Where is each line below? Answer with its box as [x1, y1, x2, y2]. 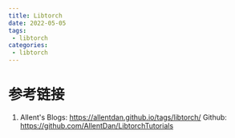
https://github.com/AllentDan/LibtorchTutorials [19, 120, 174, 130]
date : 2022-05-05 [8, 19, 67, 27]
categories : [8, 41, 48, 49]
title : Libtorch [8, 11, 63, 20]
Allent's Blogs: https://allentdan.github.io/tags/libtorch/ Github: [19, 112, 227, 122]
